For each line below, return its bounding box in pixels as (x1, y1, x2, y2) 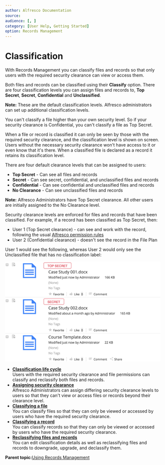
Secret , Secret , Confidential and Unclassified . (5, 92, 101, 98)
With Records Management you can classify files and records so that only (5, 67, 155, 73)
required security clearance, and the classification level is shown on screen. (5, 137, 159, 143)
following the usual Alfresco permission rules (12, 232, 104, 238)
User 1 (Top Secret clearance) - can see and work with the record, (12, 227, 147, 232)
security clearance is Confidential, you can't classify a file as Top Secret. (5, 122, 153, 128)
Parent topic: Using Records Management (5, 455, 90, 461)
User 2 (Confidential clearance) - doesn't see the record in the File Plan (12, 237, 158, 243)
